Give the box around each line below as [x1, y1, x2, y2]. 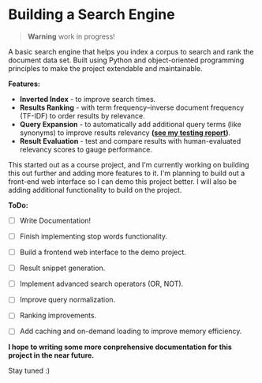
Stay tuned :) [8, 366, 51, 376]
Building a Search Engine [8, 6, 175, 24]
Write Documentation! [19, 216, 92, 225]
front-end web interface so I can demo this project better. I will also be [8, 176, 237, 186]
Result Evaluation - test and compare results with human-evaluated [19, 136, 241, 145]
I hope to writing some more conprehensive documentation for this [8, 342, 233, 352]
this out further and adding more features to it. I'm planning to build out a [8, 168, 245, 178]
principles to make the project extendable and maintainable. [8, 63, 203, 73]
